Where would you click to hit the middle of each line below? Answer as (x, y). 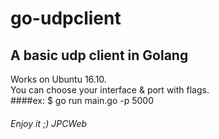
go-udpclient (66, 18)
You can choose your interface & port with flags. (110, 90)
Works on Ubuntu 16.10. (58, 79)
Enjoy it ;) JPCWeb (49, 123)
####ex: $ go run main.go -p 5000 (82, 100)
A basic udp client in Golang (99, 55)
